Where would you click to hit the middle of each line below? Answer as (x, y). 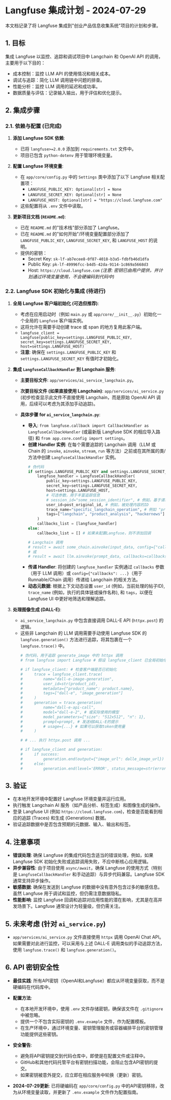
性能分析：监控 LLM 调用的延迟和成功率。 (56, 86)
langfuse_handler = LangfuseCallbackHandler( (86, 476)
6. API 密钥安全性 (32, 967)
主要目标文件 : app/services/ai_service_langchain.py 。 (78, 380)
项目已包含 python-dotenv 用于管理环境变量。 (68, 155)
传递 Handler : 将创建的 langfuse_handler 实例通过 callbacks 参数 (96, 567)
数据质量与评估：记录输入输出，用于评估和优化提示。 (68, 93)
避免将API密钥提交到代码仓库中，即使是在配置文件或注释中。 (84, 1056)
